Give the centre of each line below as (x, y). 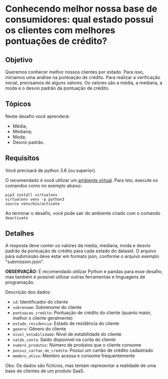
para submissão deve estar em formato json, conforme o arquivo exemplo (82, 256)
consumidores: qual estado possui (79, 20)
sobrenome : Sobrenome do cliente (47, 308)
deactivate (17, 218)
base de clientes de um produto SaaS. (45, 371)
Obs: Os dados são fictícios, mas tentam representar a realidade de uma (81, 366)
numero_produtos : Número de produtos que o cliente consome (77, 345)
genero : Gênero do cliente (39, 329)
